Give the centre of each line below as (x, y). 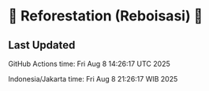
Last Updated (42, 45)
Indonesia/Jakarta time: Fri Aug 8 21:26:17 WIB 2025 (93, 79)
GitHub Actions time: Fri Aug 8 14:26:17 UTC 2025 (90, 64)
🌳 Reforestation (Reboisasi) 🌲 (106, 16)
